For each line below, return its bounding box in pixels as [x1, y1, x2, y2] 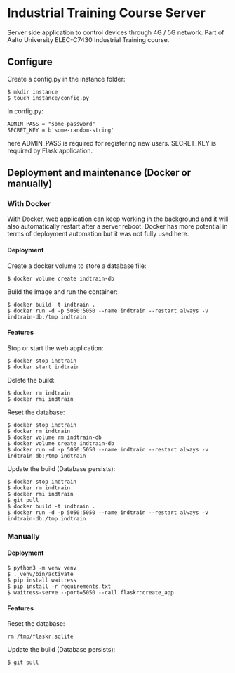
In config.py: [7, 107, 44, 115]
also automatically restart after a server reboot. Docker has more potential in [7, 222, 228, 231]
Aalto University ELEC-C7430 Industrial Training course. [7, 35, 170, 44]
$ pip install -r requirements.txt [7, 582, 112, 590]
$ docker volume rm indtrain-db [7, 434, 102, 441]
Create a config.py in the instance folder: [7, 75, 126, 83]
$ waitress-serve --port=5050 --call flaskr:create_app [7, 589, 174, 596]
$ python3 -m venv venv [7, 564, 77, 571]
